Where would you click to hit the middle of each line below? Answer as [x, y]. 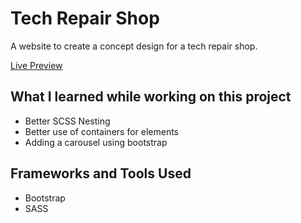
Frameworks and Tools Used [101, 173]
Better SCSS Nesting [67, 121]
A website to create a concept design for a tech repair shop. [134, 46]
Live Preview [36, 65]
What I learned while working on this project [151, 97]
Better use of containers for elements [102, 131]
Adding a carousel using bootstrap [96, 142]
